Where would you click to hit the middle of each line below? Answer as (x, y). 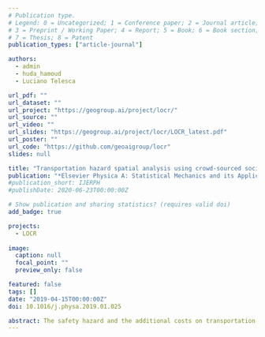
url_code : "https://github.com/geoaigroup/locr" (90, 147)
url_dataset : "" (35, 103)
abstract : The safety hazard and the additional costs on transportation (132, 320)
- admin (28, 67)
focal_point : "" (42, 263)
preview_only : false (49, 270)
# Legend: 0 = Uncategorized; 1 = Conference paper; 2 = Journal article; (134, 23)
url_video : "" (32, 125)
